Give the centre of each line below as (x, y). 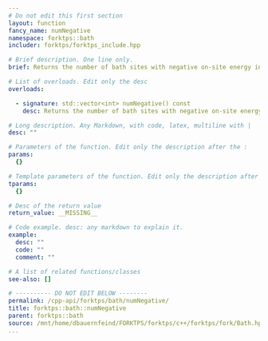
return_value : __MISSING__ (53, 213)
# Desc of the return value (55, 206)
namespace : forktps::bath (51, 38)
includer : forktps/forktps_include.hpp (75, 46)
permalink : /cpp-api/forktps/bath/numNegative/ (89, 301)
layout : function (37, 23)
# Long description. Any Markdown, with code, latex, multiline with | (130, 125)
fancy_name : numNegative (49, 30)
